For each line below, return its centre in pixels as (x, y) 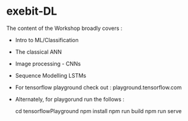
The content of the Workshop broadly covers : (64, 28)
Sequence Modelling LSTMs (51, 75)
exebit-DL (32, 11)
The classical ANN (38, 52)
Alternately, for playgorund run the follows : (70, 99)
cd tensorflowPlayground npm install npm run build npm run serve (98, 111)
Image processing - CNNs (48, 64)
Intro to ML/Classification (47, 40)
